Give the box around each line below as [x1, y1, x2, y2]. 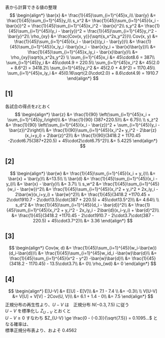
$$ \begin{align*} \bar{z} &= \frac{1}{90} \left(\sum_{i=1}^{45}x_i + [14, 111, 151, 117]
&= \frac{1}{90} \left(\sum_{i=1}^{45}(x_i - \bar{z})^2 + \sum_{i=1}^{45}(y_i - [5, 122, 160, 127]
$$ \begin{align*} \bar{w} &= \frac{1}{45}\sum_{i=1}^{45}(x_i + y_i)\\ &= [9, 170, 156, 176]
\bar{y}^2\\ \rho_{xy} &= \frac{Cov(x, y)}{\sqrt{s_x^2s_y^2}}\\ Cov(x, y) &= [7, 34, 159, 39]
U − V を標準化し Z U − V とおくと [5, 308, 71, 315]
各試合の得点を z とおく [5, 103, 51, 109]
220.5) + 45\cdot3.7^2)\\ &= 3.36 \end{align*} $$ [33, 217, 133, 223]
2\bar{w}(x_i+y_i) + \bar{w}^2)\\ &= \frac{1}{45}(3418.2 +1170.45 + [15, 191, 151, 197]
